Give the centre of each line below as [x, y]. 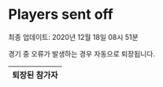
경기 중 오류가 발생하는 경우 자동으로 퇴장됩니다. [82, 53]
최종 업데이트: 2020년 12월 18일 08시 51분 [74, 37]
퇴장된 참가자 [35, 74]
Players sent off [61, 14]
